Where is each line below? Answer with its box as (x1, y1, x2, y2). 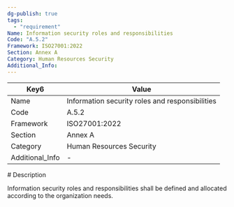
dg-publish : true (7, 10, 58, 17)
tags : (7, 17, 23, 24)
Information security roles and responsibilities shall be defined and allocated (7, 184, 227, 192)
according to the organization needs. (7, 191, 114, 199)
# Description (7, 170, 47, 178)
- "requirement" (13, 23, 61, 30)
